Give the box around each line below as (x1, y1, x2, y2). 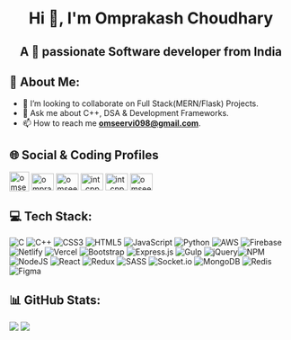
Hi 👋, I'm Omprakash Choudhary (28, 8, 274, 29)
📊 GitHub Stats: (9, 292, 101, 309)
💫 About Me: (9, 74, 81, 89)
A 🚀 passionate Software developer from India (19, 44, 283, 59)
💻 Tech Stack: (9, 209, 93, 224)
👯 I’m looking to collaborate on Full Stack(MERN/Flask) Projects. (22, 98, 259, 109)
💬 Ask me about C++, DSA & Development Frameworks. (22, 108, 229, 119)
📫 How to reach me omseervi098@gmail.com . (22, 118, 201, 129)
